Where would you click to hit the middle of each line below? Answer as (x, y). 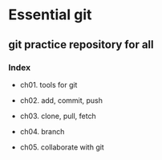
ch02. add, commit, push (61, 100)
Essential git (50, 15)
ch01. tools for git (49, 84)
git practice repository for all (81, 45)
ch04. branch (42, 131)
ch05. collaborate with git (62, 147)
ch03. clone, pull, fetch (58, 116)
